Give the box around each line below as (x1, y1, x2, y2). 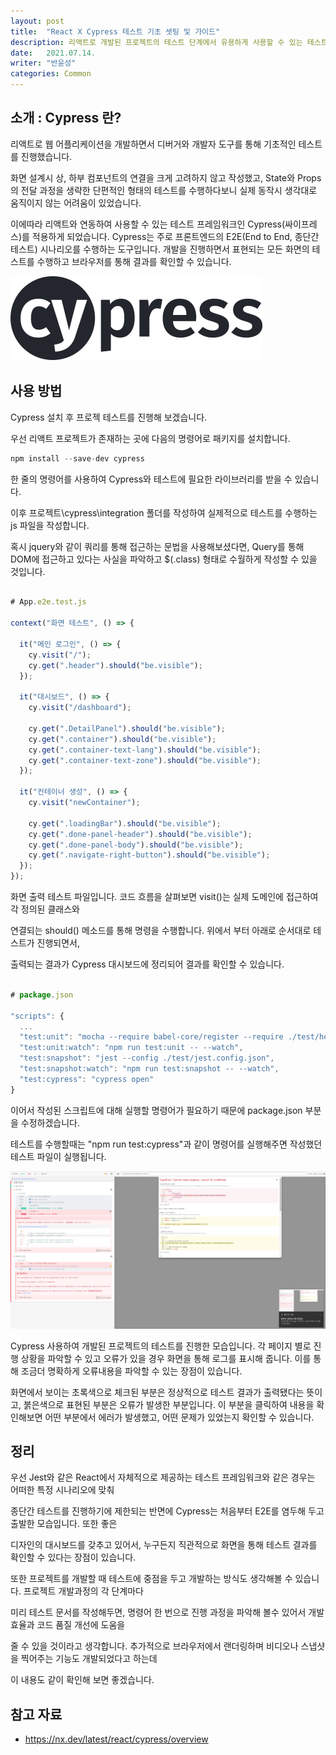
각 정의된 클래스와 (10, 903, 80, 915)
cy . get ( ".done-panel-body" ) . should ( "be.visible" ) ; (28, 840, 244, 850)
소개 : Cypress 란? (10, 110, 122, 127)
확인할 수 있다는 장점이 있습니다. (10, 1551, 137, 1564)
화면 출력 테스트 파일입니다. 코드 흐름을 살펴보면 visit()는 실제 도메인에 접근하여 (10, 891, 319, 902)
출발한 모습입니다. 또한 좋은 (10, 1518, 118, 1530)
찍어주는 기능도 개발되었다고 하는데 (20, 1653, 158, 1665)
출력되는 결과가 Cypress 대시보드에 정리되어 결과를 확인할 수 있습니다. (10, 958, 285, 970)
